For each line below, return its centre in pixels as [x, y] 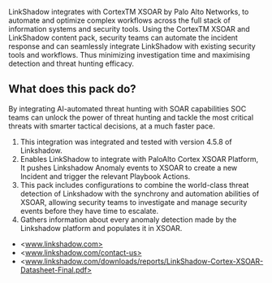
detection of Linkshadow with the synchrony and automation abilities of [140, 194]
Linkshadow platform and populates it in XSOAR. [101, 228]
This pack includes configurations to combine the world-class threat [134, 185]
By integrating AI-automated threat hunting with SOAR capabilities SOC [127, 108]
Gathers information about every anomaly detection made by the [128, 220]
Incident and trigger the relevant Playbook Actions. [105, 176]
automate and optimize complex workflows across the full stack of [120, 20]
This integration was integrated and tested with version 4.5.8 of [126, 141]
